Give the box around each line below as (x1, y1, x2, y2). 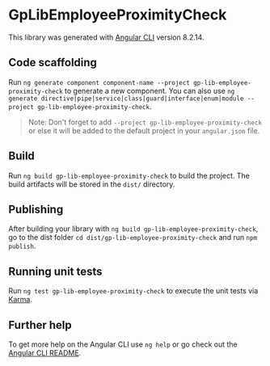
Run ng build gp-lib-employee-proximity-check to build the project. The (8, 170, 251, 180)
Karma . (8, 295, 32, 305)
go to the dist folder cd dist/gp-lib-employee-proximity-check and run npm (8, 233, 258, 242)
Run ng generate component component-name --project (8, 77, 190, 86)
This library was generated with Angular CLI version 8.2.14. (8, 32, 205, 42)
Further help (8, 318, 73, 332)
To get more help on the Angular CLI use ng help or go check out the (8, 339, 238, 349)
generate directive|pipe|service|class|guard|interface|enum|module (8, 95, 244, 103)
